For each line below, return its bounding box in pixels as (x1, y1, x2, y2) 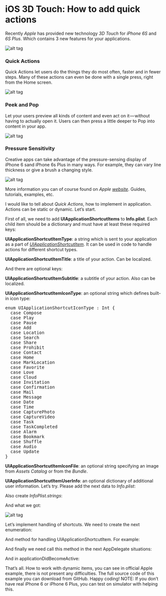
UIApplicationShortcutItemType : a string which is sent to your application (5, 236, 157, 242)
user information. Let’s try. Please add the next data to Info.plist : (5, 483, 136, 489)
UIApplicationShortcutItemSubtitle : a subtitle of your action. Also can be (5, 275, 156, 281)
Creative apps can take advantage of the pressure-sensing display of (5, 156, 147, 162)
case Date (10, 399, 34, 405)
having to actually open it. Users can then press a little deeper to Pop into (5, 118, 155, 124)
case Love (10, 369, 34, 375)
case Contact (10, 349, 42, 355)
